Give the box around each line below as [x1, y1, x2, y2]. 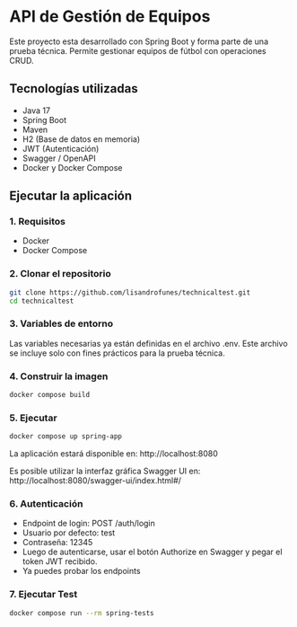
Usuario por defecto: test [22, 527, 116, 538]
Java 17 [22, 105, 51, 116]
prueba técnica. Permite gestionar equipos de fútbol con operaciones [9, 45, 266, 56]
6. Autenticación [9, 498, 83, 510]
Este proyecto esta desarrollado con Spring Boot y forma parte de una [9, 36, 269, 47]
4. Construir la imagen [9, 370, 109, 383]
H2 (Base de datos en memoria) [22, 133, 141, 145]
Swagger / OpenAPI [22, 153, 96, 163]
